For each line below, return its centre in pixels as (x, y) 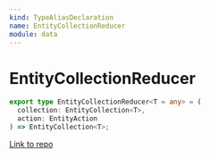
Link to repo (31, 144)
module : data (34, 34)
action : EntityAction (58, 119)
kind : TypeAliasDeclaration (62, 17)
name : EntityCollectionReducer (67, 26)
